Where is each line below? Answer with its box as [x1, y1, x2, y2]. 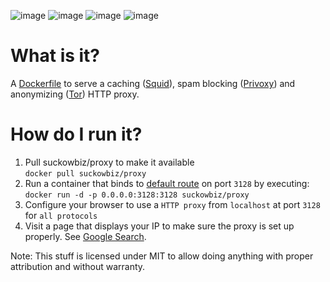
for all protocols [24, 209, 98, 221]
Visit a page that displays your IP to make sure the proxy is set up [24, 220, 295, 232]
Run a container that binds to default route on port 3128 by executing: [24, 177, 310, 189]
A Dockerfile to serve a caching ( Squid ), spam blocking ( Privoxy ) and [10, 77, 296, 89]
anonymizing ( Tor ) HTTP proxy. [10, 88, 140, 100]
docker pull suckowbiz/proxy [24, 168, 147, 179]
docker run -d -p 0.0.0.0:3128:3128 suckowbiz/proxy [24, 190, 250, 200]
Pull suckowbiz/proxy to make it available [24, 156, 195, 168]
